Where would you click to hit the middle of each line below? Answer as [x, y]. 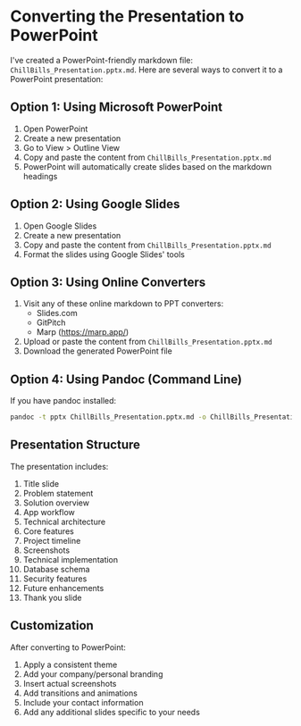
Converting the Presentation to [127, 17]
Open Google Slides [60, 226]
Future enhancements [63, 588]
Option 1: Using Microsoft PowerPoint [117, 108]
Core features [48, 531]
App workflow [49, 512]
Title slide [41, 483]
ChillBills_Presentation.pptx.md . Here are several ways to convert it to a [146, 70]
